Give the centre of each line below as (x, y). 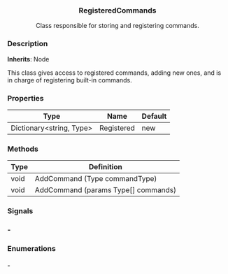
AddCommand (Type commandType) (96, 179)
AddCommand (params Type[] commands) (106, 190)
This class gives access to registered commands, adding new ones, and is (114, 73)
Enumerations (31, 248)
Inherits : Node (28, 59)
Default (154, 116)
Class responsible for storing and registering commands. (117, 26)
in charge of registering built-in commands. (70, 80)
